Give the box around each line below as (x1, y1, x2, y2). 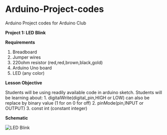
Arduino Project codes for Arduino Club (5, 20, 86, 26)
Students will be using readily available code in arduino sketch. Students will (5, 89, 162, 95)
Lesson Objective (5, 80, 42, 86)
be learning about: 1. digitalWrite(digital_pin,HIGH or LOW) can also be (5, 95, 150, 101)
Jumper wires (12, 54, 41, 60)
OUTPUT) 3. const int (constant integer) (5, 105, 87, 111)
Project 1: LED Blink (5, 29, 46, 35)
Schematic (5, 115, 28, 121)
